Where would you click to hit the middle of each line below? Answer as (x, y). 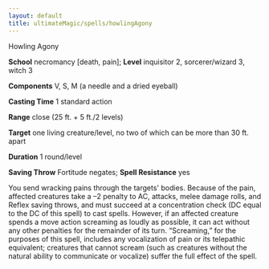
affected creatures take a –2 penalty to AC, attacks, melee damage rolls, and (135, 196)
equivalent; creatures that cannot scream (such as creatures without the (128, 247)
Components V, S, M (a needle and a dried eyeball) (93, 86)
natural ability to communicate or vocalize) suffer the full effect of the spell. (133, 256)
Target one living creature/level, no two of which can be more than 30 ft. (128, 132)
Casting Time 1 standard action (60, 101)
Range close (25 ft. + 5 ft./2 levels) (66, 116)
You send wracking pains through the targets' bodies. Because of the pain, (132, 187)
